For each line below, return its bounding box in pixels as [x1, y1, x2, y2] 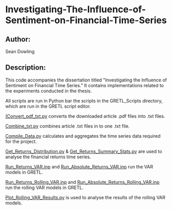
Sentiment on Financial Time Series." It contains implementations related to [5, 82, 164, 88]
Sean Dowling [5, 49, 35, 54]
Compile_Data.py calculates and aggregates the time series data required [5, 133, 161, 139]
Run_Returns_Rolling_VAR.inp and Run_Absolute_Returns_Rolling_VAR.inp [5, 179, 160, 185]
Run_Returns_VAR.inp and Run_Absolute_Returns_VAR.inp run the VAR [5, 163, 153, 170]
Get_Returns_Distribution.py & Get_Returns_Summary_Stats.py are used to [5, 148, 163, 154]
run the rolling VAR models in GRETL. [5, 184, 84, 191]
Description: [5, 63, 46, 72]
